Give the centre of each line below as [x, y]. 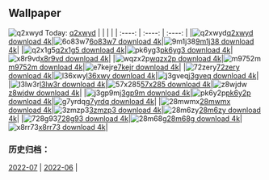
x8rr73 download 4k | [73, 127]
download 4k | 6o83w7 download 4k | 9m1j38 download [131, 41]
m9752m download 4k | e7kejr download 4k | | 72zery [124, 67]
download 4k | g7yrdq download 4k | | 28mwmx [120, 101]
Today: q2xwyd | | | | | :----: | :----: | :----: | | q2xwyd [149, 32]
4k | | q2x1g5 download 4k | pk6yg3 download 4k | [121, 50]
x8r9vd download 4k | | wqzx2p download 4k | [132, 58]
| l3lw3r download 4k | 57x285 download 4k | [111, 84]
